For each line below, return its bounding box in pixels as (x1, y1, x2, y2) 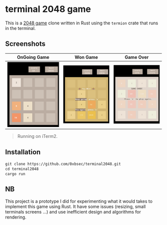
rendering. (5, 214, 26, 220)
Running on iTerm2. (17, 133, 58, 139)
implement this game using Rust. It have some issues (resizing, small (5, 203, 146, 210)
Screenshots (5, 40, 46, 48)
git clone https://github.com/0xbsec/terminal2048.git (5, 162, 121, 167)
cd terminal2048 (5, 167, 39, 172)
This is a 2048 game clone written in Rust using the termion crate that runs (5, 20, 158, 26)
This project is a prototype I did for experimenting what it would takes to (5, 198, 153, 204)
